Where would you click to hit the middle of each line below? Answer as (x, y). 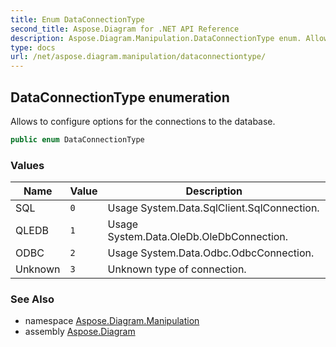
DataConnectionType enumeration (120, 97)
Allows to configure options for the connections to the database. (143, 121)
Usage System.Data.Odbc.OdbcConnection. (211, 253)
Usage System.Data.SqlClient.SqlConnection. (213, 208)
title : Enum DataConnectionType (77, 19)
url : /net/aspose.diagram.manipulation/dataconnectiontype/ (138, 57)
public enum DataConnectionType (77, 139)
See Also (32, 299)
